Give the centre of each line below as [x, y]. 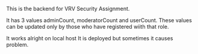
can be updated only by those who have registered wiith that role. [88, 27]
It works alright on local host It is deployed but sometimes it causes [90, 38]
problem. [17, 45]
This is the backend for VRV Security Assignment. [68, 9]
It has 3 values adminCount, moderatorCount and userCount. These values [99, 20]
